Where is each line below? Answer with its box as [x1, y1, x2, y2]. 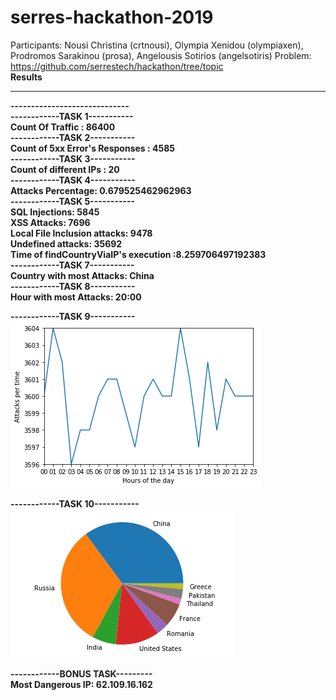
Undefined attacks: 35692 [10, 237, 123, 250]
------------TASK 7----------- [10, 259, 135, 271]
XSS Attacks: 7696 [10, 216, 91, 228]
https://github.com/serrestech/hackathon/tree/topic [10, 60, 224, 72]
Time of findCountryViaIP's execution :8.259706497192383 [10, 248, 267, 260]
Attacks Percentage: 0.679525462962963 [10, 184, 192, 196]
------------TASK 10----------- [10, 497, 140, 510]
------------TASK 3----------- [10, 152, 136, 165]
